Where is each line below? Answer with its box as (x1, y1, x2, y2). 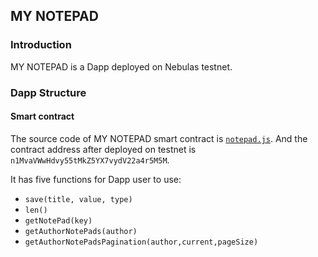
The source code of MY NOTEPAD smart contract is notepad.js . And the (10, 132, 308, 144)
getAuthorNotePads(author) (24, 226, 138, 236)
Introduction (10, 38, 72, 52)
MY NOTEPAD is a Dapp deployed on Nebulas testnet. (10, 60, 233, 73)
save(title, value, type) (24, 194, 133, 204)
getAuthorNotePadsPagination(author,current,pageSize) (24, 237, 259, 247)
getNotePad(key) (24, 215, 93, 226)
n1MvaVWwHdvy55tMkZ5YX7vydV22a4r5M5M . (10, 154, 170, 166)
